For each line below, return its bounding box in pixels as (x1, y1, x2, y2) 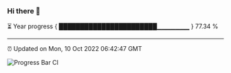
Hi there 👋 (7, 6, 41, 16)
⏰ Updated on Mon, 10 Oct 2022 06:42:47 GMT (7, 45, 142, 53)
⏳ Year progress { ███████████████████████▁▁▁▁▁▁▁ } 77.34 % (7, 22, 219, 30)
